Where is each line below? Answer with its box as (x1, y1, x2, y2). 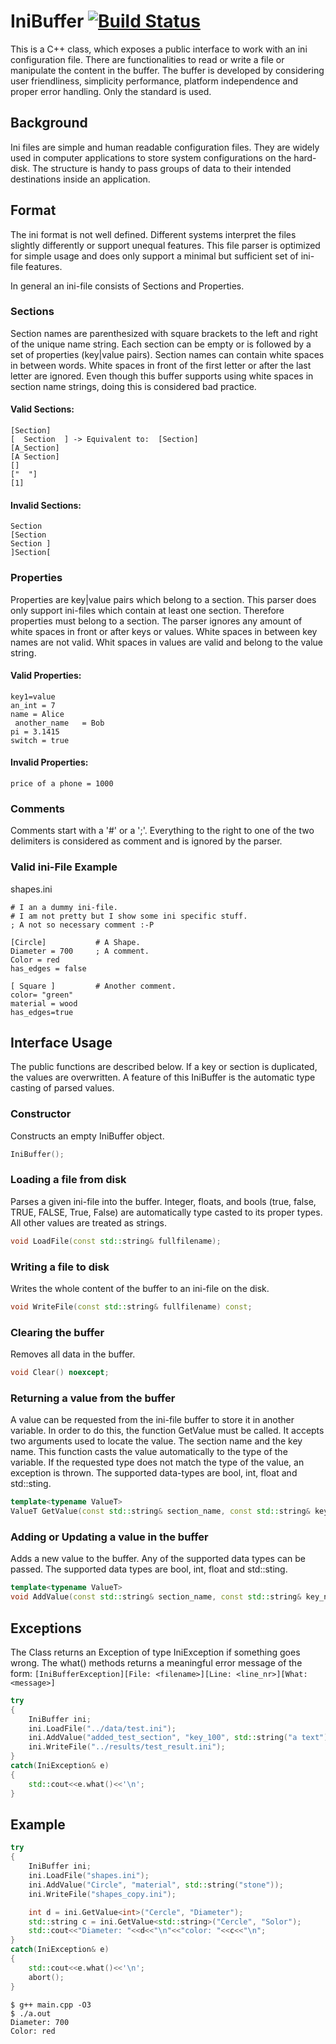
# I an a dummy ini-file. (10, 902, 118, 912)
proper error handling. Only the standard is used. (10, 85, 212, 97)
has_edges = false (10, 963, 87, 974)
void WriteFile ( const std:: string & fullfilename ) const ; (10, 1302, 253, 1312)
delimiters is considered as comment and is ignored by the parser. (10, 835, 283, 847)
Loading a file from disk (10, 1173, 127, 1187)
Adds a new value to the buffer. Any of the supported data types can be (10, 1553, 306, 1565)
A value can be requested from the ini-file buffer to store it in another (10, 1414, 295, 1426)
